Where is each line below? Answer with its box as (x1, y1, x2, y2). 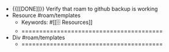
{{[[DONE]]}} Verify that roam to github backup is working (12, 6, 158, 12)
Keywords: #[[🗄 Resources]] (21, 18, 93, 26)
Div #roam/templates (12, 34, 65, 41)
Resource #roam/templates (12, 12, 81, 19)
